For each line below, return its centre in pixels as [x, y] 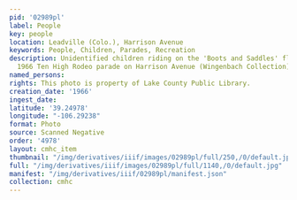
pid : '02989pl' [37, 17]
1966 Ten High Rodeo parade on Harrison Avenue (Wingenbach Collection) [154, 67]
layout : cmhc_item [43, 149]
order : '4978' [35, 141]
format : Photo [35, 125]
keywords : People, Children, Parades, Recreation [103, 50]
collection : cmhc [41, 182]
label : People [35, 26]
